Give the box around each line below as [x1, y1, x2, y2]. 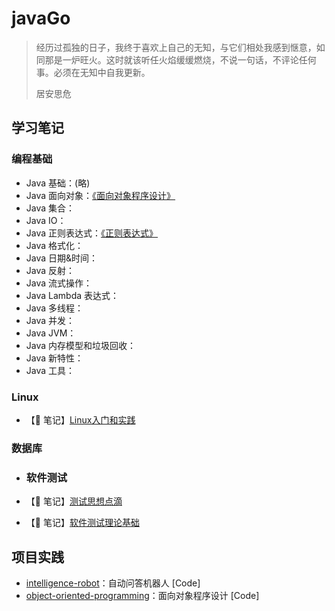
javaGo [11, 7, 71, 30]
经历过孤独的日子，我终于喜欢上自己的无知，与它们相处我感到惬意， [35, 41, 317, 53]
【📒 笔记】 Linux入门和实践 [25, 413, 136, 426]
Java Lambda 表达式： [25, 289, 120, 301]
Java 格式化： [25, 239, 84, 251]
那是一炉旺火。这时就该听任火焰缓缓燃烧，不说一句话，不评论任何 [44, 53, 317, 66]
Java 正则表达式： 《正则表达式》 [25, 227, 159, 239]
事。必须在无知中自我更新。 [35, 66, 151, 78]
